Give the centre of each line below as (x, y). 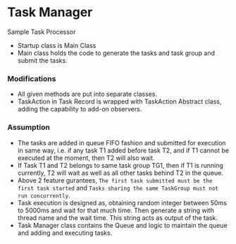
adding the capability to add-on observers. (80, 109)
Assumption (29, 128)
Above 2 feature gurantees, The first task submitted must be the (115, 180)
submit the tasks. (43, 60)
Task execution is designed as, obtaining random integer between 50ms (122, 202)
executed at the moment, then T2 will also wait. (86, 158)
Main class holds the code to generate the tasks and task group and (116, 53)
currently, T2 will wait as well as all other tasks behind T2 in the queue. (120, 173)
